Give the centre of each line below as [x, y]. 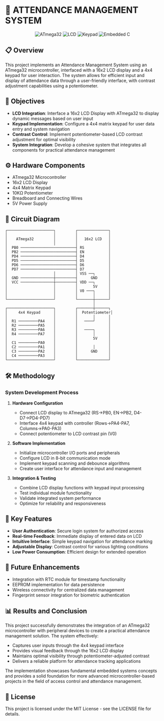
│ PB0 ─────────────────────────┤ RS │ [58, 248]
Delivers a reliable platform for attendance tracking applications [76, 661]
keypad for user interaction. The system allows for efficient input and [75, 75]
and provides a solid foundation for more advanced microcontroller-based [80, 676]
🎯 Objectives [25, 101]
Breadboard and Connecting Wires [47, 198]
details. [13, 714]
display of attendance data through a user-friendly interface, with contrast [80, 80]
